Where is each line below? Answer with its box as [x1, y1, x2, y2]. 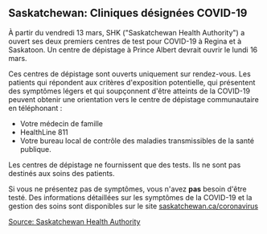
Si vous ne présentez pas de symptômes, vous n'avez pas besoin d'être [8, 184, 247, 194]
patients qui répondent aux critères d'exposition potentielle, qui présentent [8, 77, 256, 87]
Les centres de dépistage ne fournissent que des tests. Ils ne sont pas [8, 160, 241, 170]
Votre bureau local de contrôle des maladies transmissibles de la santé [19, 136, 255, 146]
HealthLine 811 [19, 127, 68, 137]
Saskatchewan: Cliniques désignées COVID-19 [8, 6, 248, 20]
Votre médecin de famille [19, 118, 103, 128]
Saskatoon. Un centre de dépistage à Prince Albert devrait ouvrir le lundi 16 [8, 44, 258, 55]
